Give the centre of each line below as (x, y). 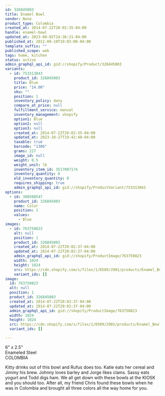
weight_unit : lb (31, 165)
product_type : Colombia (29, 23)
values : (22, 215)
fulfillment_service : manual (44, 110)
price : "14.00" (29, 87)
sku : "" (22, 92)
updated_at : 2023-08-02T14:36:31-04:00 (46, 37)
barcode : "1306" (31, 147)
